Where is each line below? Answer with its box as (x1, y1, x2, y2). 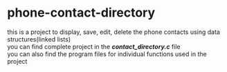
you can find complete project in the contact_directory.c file (7, 42, 181, 51)
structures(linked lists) (7, 35, 71, 43)
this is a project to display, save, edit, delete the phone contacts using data (7, 28, 220, 36)
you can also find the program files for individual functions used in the (7, 50, 208, 58)
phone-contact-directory (7, 5, 156, 21)
